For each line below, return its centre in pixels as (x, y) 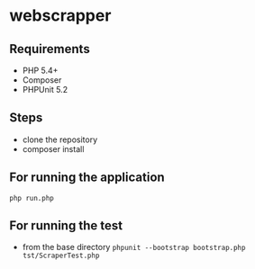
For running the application (87, 178)
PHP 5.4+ (40, 70)
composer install (53, 148)
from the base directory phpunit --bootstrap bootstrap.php (134, 247)
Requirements (50, 49)
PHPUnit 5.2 (45, 90)
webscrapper (60, 16)
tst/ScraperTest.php (61, 256)
